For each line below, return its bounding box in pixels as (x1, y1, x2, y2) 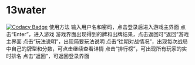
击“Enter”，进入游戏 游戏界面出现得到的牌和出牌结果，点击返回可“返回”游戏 (6, 30, 189, 38)
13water (6, 3, 46, 17)
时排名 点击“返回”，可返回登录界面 (6, 52, 90, 59)
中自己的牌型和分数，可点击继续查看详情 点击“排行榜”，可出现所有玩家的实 (6, 45, 187, 52)
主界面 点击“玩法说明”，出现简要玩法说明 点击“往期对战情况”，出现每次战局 (6, 38, 188, 45)
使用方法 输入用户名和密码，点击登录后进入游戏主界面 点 (49, 23, 186, 30)
